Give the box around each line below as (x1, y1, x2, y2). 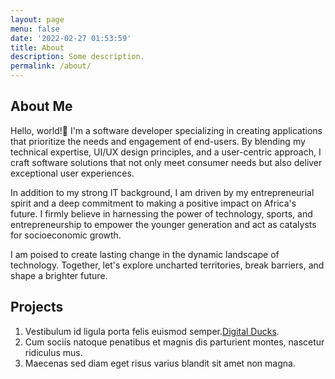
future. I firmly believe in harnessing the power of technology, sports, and (10, 207, 313, 220)
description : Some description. (10, 52, 145, 62)
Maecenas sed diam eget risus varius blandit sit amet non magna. (24, 357, 296, 369)
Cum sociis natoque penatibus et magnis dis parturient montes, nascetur (24, 336, 325, 348)
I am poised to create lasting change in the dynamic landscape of (10, 248, 280, 260)
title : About (10, 42, 65, 53)
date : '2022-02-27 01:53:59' (10, 33, 132, 43)
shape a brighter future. (10, 269, 108, 281)
